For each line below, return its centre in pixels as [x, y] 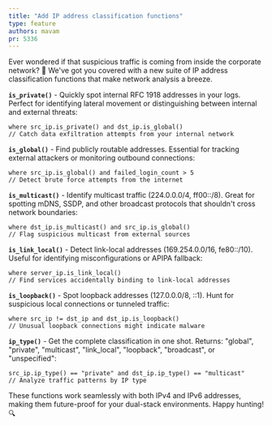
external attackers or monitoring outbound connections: [102, 158]
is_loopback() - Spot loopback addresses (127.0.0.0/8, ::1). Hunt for [121, 296]
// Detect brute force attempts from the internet [96, 180]
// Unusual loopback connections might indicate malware [107, 326]
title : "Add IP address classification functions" [96, 16]
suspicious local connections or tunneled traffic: [89, 304]
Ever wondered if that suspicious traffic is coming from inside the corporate [135, 62]
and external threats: [43, 112]
